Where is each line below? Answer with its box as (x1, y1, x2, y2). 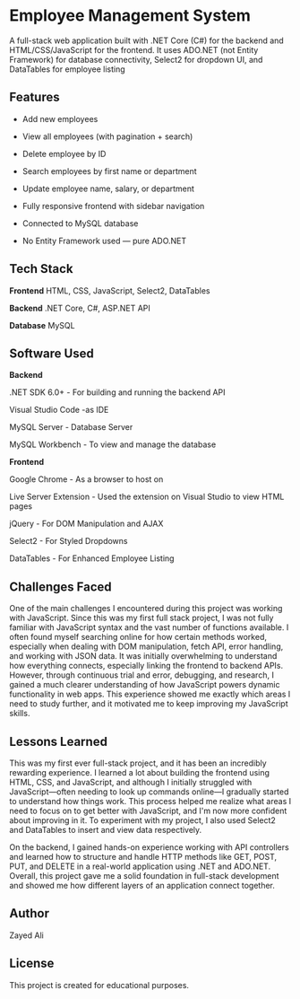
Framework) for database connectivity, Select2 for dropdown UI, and (9, 54, 263, 65)
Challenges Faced (9, 579, 112, 594)
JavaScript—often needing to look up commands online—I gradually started (9, 786, 289, 797)
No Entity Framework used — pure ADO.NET (21, 235, 187, 246)
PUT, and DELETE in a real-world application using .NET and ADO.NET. (9, 861, 271, 872)
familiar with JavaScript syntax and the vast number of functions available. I (9, 622, 289, 633)
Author (9, 906, 49, 921)
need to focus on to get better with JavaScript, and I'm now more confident (9, 805, 287, 816)
